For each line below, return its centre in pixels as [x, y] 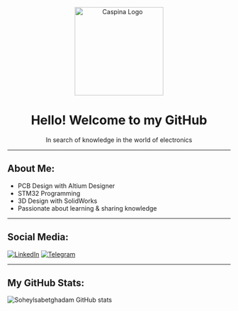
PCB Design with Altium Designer [66, 186]
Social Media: [38, 237]
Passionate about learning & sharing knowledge [87, 208]
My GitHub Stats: [46, 283]
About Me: [31, 169]
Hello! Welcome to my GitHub [119, 121]
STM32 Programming [49, 193]
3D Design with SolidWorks [57, 201]
